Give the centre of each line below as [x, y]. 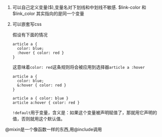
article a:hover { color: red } [46, 103]
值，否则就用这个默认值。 [39, 119]
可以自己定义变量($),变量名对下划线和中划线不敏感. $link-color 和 [79, 7]
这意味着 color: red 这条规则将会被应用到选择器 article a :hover [79, 67]
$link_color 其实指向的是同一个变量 [48, 13]
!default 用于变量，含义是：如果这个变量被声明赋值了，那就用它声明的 [85, 113]
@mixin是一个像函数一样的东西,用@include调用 [54, 129]
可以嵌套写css [27, 24]
